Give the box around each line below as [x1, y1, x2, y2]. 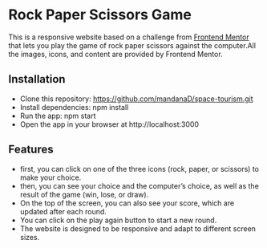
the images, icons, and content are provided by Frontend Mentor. [8, 49, 223, 59]
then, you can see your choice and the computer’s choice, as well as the [19, 181, 259, 190]
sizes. [19, 232, 40, 242]
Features [8, 143, 54, 157]
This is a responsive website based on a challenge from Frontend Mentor [8, 32, 250, 42]
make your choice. [19, 173, 82, 182]
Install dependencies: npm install [19, 102, 129, 112]
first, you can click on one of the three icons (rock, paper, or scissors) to [19, 164, 259, 173]
